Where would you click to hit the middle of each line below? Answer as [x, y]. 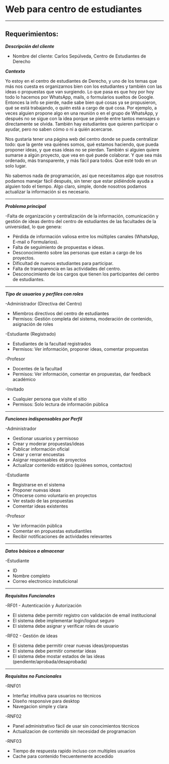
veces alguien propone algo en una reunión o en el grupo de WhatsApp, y [82, 113]
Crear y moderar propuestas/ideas [48, 444]
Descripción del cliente [30, 46]
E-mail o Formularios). [35, 242]
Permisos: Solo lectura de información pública [60, 404]
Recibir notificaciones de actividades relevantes [62, 536]
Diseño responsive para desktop [46, 701]
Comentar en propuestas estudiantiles [52, 531]
